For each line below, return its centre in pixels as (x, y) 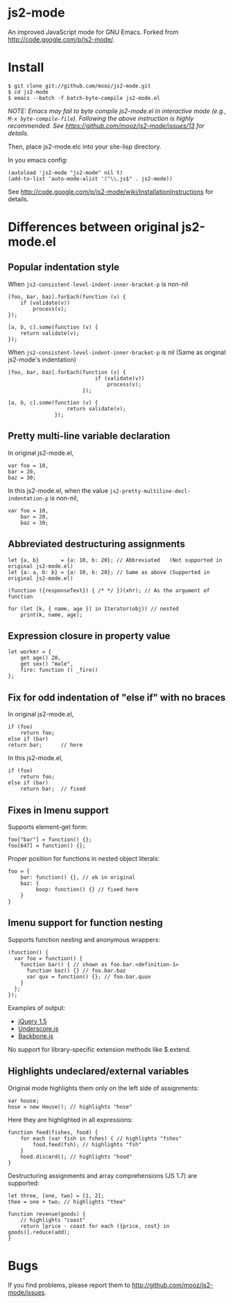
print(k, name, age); (51, 615)
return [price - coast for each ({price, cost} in (95, 1226)
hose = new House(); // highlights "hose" (70, 1107)
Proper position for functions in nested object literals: (84, 858)
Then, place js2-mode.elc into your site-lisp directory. (85, 146)
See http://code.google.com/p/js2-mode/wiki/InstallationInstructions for (111, 192)
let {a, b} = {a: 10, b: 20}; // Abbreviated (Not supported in (115, 560)
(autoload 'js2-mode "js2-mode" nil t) (66, 173)
